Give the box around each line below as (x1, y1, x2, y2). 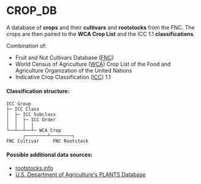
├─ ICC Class (6, 106, 40, 113)
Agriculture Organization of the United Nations (15, 66, 133, 74)
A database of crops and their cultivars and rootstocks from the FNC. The (6, 24, 195, 31)
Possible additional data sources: (6, 150, 93, 158)
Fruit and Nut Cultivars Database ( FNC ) (15, 54, 114, 61)
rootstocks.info (15, 165, 54, 172)
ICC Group (6, 101, 32, 107)
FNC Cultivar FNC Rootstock (6, 138, 89, 144)
